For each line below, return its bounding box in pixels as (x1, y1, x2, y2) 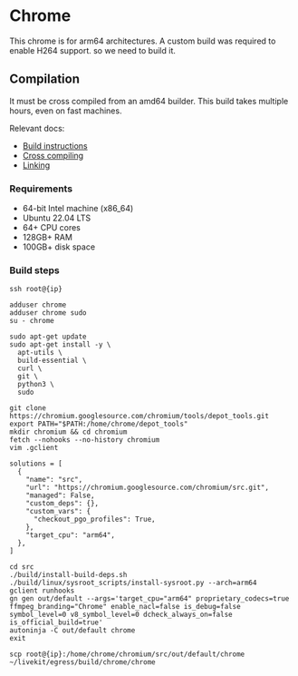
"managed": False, (25, 491, 95, 500)
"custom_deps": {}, (25, 499, 100, 508)
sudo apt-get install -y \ (9, 340, 111, 349)
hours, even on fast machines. (9, 105, 122, 116)
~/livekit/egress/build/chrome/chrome (9, 658, 156, 667)
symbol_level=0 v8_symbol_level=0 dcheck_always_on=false (9, 610, 233, 620)
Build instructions (22, 140, 88, 151)
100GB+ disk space (22, 241, 96, 252)
